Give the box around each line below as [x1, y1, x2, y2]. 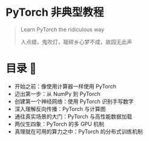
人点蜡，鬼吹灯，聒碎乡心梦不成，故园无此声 [20, 38, 133, 45]
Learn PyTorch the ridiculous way [20, 25, 104, 33]
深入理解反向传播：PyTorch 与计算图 [14, 105, 106, 112]
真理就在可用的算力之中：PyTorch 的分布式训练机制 [14, 128, 143, 135]
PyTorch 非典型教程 [5, 5, 104, 19]
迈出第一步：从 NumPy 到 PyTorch [14, 90, 101, 97]
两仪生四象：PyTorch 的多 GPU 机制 [14, 120, 104, 127]
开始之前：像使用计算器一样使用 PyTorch [14, 83, 116, 90]
